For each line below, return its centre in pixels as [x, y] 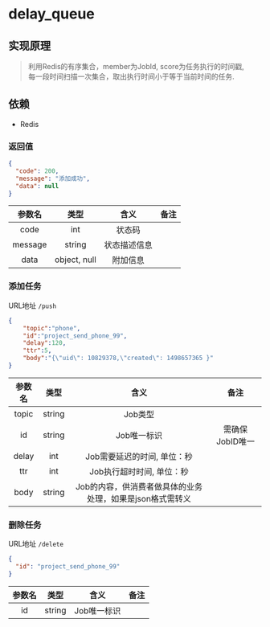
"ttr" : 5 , [37, 350]
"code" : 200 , [37, 171]
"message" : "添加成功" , [53, 178]
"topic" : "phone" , [52, 328]
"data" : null [37, 186]
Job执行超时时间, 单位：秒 [139, 471]
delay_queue [51, 14]
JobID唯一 [235, 441]
